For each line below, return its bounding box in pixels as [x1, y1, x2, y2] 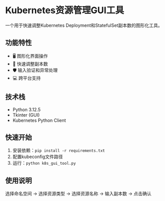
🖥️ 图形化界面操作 [12, 53, 48, 59]
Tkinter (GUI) [12, 112, 40, 118]
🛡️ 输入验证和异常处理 [12, 67, 58, 73]
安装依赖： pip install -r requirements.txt [12, 147, 105, 154]
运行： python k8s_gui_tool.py [12, 160, 76, 166]
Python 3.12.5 [12, 107, 41, 113]
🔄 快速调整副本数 [12, 61, 48, 67]
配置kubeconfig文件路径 [12, 154, 63, 160]
